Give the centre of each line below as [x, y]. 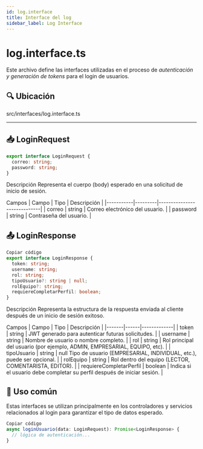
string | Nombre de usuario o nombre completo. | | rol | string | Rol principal [100, 341]
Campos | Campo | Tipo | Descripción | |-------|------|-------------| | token [100, 327]
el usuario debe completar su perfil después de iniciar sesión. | [85, 373]
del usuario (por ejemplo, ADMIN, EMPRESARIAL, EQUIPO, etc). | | [89, 347]
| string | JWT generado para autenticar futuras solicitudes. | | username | [98, 334]
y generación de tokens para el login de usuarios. [68, 76]
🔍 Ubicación [31, 96]
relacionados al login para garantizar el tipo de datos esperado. [85, 412]
